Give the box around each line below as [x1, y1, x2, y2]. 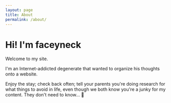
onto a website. [5, 71, 38, 77]
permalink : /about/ [5, 17, 47, 22]
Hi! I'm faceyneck [5, 39, 82, 50]
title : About [5, 12, 33, 17]
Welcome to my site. [5, 56, 48, 62]
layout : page [5, 7, 33, 13]
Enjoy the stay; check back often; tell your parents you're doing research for [5, 81, 165, 87]
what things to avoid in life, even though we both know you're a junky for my [5, 86, 166, 92]
